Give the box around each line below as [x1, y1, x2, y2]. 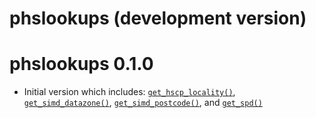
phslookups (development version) [9, 7, 307, 30]
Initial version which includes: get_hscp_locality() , [23, 86, 236, 98]
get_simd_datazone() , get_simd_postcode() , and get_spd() [23, 97, 263, 109]
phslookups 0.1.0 [9, 53, 154, 76]
